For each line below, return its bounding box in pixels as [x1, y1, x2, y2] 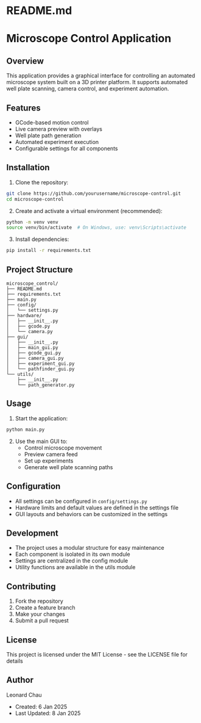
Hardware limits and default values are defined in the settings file [15, 504, 178, 511]
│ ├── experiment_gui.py [6, 361, 75, 367]
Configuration [6, 481, 61, 492]
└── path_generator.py [17, 382, 75, 388]
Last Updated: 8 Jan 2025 [15, 709, 81, 717]
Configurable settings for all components [15, 145, 118, 152]
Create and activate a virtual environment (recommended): [15, 207, 163, 214]
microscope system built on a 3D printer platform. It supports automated [6, 79, 188, 86]
